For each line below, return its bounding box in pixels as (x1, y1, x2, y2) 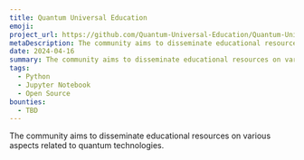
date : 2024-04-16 (9, 47, 75, 56)
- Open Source (17, 89, 71, 98)
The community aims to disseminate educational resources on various (9, 130, 271, 141)
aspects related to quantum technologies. (9, 140, 165, 151)
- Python (17, 72, 51, 81)
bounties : (9, 97, 47, 107)
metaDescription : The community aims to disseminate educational (9, 38, 261, 48)
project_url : (9, 30, 59, 39)
